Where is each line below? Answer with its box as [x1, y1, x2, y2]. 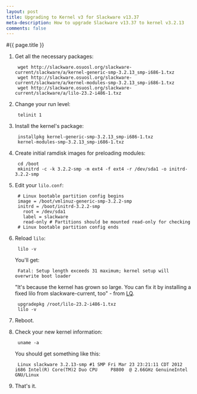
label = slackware [23, 214, 68, 220]
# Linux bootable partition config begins [17, 193, 125, 199]
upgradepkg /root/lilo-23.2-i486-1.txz [17, 302, 116, 307]
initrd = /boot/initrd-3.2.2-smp [17, 204, 100, 210]
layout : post [6, 8, 39, 15]
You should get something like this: [14, 350, 101, 357]
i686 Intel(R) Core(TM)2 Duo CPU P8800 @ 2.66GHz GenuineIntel [14, 367, 188, 373]
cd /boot [17, 161, 40, 167]
